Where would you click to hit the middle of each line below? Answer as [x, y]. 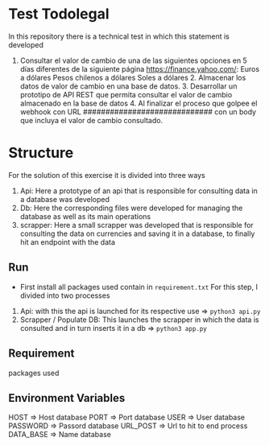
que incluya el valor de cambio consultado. [91, 120]
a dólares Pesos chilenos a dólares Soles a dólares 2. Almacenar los [133, 77]
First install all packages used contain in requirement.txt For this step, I [139, 287]
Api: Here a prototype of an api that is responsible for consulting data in [139, 191]
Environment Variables [67, 398]
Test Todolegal [59, 14]
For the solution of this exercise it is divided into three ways [107, 175]
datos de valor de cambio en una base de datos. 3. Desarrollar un [128, 86]
